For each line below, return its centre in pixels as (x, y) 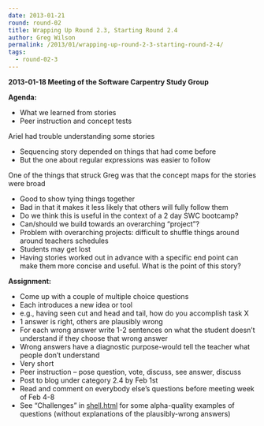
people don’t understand (59, 355)
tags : (17, 52)
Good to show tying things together (77, 199)
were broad (27, 183)
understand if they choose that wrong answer (93, 338)
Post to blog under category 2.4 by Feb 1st (89, 380)
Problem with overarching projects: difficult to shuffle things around (129, 232)
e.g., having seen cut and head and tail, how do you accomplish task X (134, 313)
